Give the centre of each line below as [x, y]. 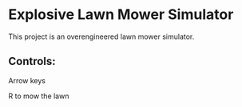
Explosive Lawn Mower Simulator [121, 15]
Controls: [32, 61]
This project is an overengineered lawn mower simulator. [101, 36]
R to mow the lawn [39, 96]
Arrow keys [27, 80]
